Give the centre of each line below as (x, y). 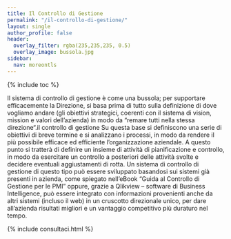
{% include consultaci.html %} (50, 229)
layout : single (29, 26)
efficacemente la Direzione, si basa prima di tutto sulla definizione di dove (112, 105)
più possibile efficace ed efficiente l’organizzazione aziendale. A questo (109, 142)
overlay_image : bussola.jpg (54, 52)
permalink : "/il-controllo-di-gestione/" (68, 20)
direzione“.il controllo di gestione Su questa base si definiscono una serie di (114, 127)
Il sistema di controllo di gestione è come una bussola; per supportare (106, 98)
